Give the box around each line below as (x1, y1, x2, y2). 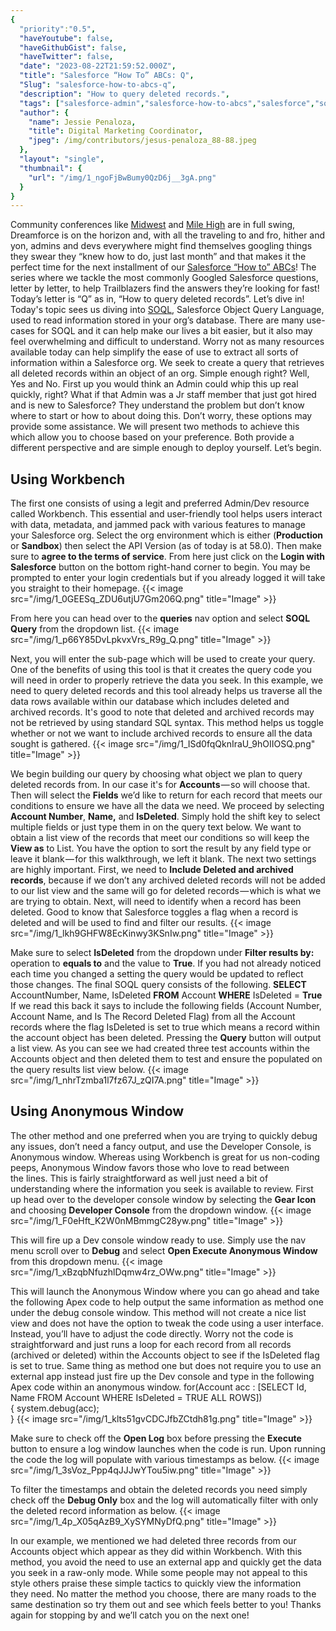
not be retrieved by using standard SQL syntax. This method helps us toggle (10, 717, 325, 729)
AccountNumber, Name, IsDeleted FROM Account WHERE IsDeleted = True (10, 989, 323, 1001)
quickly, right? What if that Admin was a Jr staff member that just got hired (10, 389, 317, 401)
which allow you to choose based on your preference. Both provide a (10, 431, 295, 443)
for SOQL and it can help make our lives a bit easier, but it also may (36, 325, 313, 337)
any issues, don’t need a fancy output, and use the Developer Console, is (10, 1140, 312, 1152)
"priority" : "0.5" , (19, 24, 97, 34)
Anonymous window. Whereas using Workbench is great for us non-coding (10, 1151, 320, 1163)
